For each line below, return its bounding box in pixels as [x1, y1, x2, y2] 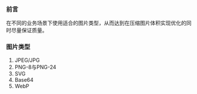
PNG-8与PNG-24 [14, 63, 57, 71]
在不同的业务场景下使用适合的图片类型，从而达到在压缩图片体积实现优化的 [6, 19, 186, 27]
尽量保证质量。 [11, 27, 48, 34]
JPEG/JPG [14, 57, 40, 64]
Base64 [14, 76, 34, 83]
